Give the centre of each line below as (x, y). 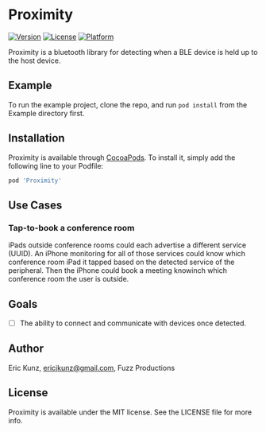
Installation (37, 138)
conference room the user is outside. (69, 279)
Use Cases (35, 205)
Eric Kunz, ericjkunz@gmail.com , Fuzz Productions (92, 368)
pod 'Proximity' (35, 181)
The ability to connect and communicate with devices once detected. (133, 323)
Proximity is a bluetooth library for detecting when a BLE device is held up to (133, 52)
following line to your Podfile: (56, 165)
